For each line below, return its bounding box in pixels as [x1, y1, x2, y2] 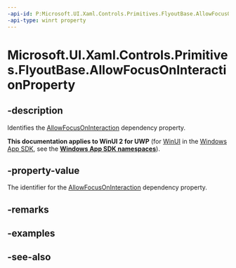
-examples [7, 227, 55, 239]
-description [7, 105, 63, 116]
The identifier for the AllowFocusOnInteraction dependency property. [7, 183, 207, 192]
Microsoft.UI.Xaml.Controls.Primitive [7, 47, 228, 63]
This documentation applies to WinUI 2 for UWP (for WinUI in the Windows [7, 137, 227, 145]
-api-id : [7, 10, 33, 18]
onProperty [7, 76, 76, 93]
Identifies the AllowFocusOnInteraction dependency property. [7, 123, 186, 132]
